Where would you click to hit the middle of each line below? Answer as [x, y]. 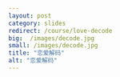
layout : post [30, 16]
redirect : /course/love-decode [60, 30]
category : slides [37, 23]
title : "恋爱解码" [37, 53]
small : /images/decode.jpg [53, 46]
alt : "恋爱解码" [33, 61]
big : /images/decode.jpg [51, 38]
